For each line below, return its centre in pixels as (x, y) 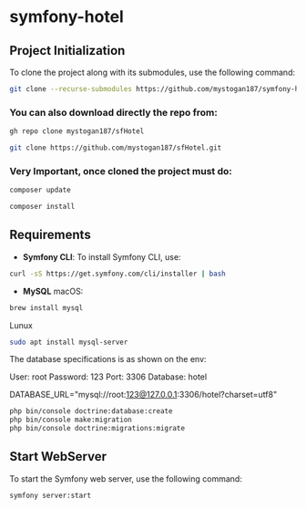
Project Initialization (67, 51)
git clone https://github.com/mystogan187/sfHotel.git (116, 148)
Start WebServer (58, 457)
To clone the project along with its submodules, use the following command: (153, 72)
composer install (42, 207)
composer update (40, 190)
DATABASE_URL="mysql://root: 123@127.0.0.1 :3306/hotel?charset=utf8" (143, 395)
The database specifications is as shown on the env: (108, 359)
